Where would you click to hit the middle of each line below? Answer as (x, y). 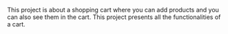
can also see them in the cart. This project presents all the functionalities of (114, 17)
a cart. (16, 24)
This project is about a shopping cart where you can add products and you (113, 10)
